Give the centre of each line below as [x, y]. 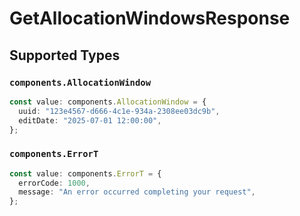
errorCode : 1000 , [54, 183]
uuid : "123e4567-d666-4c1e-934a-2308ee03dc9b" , [119, 111]
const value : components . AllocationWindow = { [108, 102]
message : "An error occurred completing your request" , [137, 192]
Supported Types [65, 55]
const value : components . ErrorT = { [85, 173]
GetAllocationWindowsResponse [150, 18]
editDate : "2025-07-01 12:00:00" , [90, 120]
